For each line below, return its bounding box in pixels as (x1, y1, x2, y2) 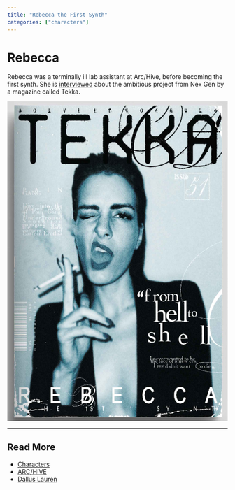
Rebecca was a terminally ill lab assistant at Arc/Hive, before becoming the (7, 73, 223, 81)
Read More (7, 441, 56, 454)
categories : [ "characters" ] (7, 18, 90, 26)
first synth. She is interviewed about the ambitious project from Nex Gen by (7, 80, 225, 89)
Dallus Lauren (17, 475, 57, 483)
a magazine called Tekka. (7, 87, 80, 96)
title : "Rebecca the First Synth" (7, 11, 108, 18)
